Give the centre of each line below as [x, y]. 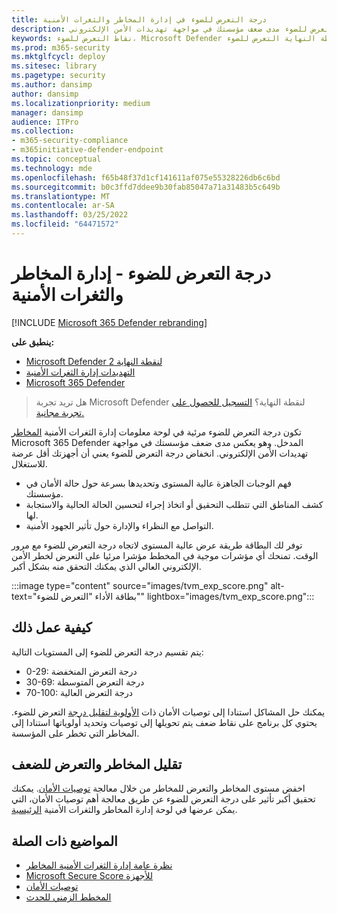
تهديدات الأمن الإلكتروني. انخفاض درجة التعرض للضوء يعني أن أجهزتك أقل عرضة [160, 453]
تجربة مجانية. [60, 412]
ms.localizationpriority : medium [81, 103]
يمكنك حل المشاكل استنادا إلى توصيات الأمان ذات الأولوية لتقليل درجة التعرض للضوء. [168, 712]
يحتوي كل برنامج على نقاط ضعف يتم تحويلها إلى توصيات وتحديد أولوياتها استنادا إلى [164, 722]
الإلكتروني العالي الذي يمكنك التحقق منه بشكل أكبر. [106, 566]
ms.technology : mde [52, 168]
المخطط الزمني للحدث [68, 897]
